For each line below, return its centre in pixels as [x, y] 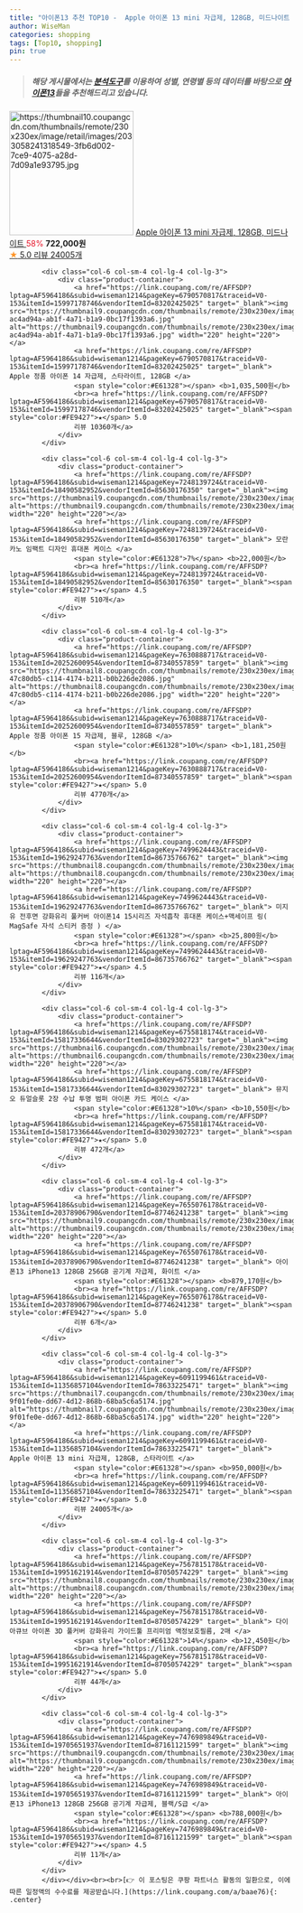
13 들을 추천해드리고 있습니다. [97, 92]
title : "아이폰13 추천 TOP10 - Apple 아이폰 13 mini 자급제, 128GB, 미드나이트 [150, 18]
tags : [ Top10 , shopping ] [56, 43]
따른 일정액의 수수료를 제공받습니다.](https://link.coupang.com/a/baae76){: [143, 1892]
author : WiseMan [40, 26]
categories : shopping [50, 34]
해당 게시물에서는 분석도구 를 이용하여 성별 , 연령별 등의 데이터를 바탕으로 [156, 81]
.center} [26, 1900]
